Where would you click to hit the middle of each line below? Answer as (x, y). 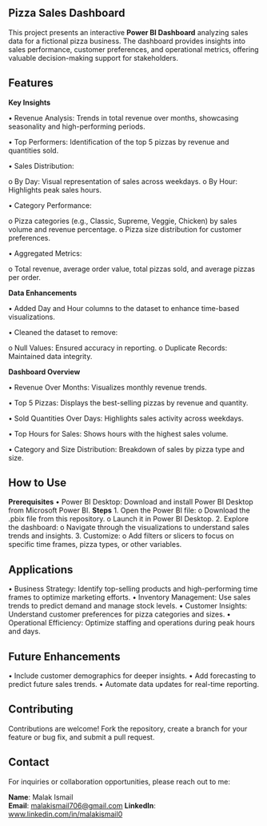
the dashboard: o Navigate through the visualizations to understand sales (129, 528)
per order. (25, 277)
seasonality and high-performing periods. (77, 126)
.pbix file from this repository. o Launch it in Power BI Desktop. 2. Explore (129, 519)
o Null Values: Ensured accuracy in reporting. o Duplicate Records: (118, 348)
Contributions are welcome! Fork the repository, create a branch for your (128, 728)
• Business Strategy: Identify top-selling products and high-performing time (133, 589)
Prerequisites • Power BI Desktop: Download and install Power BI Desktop (131, 502)
